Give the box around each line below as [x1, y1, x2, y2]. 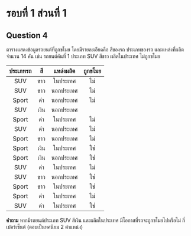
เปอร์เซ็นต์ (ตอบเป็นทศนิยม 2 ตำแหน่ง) [6, 224, 83, 230]
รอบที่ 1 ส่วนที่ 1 [6, 6, 67, 20]
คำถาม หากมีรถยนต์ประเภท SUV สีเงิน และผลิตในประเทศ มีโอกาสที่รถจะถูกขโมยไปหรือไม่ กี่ [6, 217, 185, 224]
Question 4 [6, 30, 48, 40]
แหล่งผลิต [53, 67, 76, 75]
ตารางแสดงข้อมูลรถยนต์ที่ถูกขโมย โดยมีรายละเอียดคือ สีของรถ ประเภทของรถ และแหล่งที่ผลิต [6, 46, 184, 53]
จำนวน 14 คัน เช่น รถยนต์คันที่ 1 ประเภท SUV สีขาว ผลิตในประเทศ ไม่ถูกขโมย [6, 53, 161, 60]
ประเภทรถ [9, 67, 32, 75]
